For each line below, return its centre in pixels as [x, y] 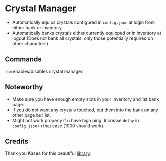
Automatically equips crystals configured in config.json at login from [83, 22]
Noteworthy [24, 87]
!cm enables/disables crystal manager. [44, 71]
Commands [24, 60]
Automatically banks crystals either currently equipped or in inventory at [86, 33]
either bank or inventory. [38, 27]
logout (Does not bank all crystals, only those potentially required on [83, 38]
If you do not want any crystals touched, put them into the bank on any [85, 110]
